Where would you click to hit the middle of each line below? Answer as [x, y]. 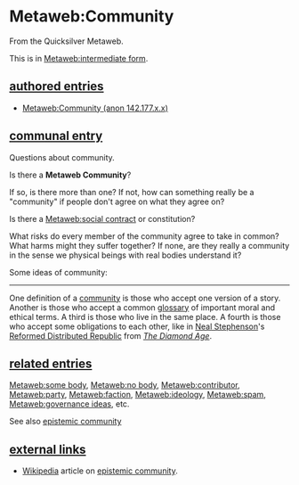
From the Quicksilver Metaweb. [66, 41]
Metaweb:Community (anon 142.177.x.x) [95, 108]
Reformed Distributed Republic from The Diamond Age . [110, 335]
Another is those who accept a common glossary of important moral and [142, 307]
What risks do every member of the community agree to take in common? [144, 236]
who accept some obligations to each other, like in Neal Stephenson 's [137, 326]
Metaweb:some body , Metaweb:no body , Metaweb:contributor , [125, 385]
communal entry [56, 136]
